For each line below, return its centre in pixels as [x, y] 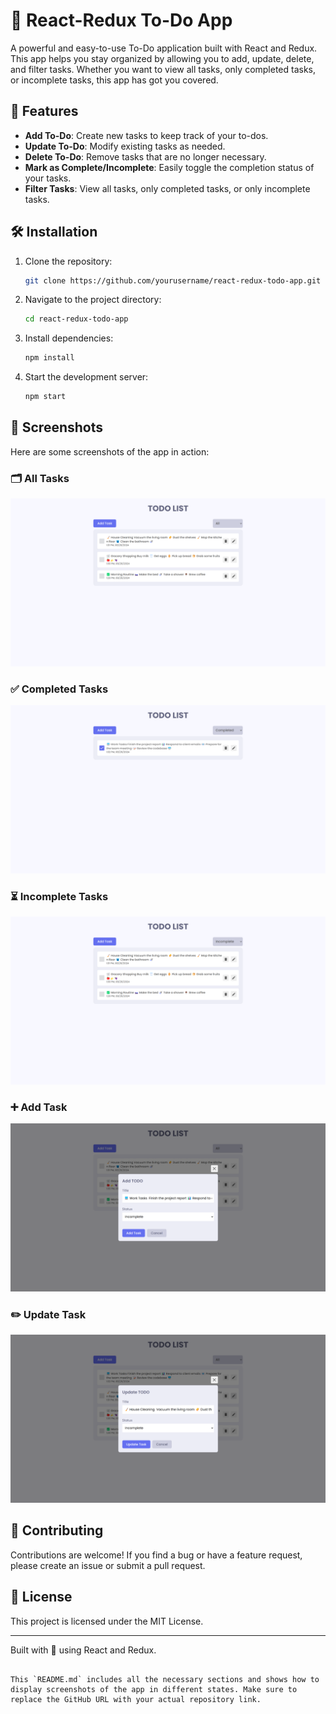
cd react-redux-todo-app [76, 319]
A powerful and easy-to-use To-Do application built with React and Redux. [164, 48]
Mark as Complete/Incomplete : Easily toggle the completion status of [169, 167]
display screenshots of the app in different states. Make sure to [154, 1689]
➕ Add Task [39, 1107]
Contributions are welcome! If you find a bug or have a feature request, [156, 1555]
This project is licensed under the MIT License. [107, 1621]
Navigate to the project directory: [93, 300]
